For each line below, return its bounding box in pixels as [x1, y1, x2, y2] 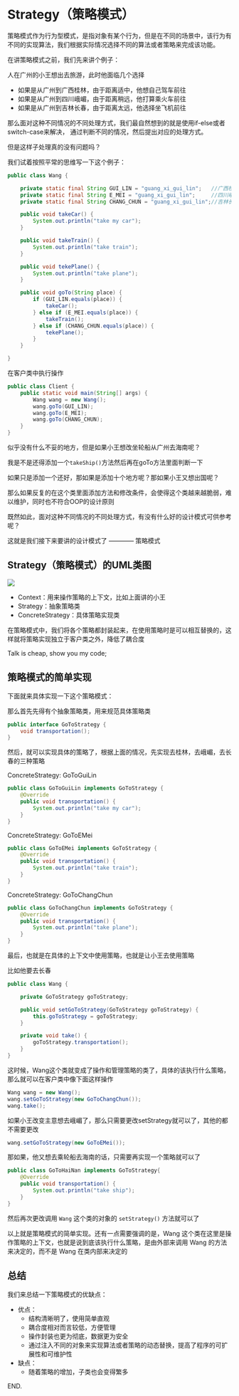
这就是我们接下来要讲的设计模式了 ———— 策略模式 [7, 537, 161, 545]
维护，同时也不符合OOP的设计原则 [13, 498, 115, 506]
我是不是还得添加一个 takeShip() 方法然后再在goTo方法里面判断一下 [7, 458, 203, 467]
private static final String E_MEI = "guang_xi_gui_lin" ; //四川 [20, 191, 229, 199]
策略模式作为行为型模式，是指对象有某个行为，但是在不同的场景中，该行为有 [7, 31, 232, 40]
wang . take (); [7, 1102, 46, 1109]
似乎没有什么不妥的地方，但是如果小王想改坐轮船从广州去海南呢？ [7, 443, 201, 452]
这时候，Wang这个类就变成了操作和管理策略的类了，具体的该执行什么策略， [7, 1066, 230, 1074]
